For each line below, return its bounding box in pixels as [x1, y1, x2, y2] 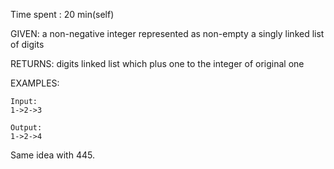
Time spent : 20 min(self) [10, 9, 115, 20]
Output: [10, 123, 43, 133]
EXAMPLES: [10, 77, 60, 89]
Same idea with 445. [10, 149, 95, 161]
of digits [10, 39, 45, 50]
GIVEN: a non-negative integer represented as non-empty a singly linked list [10, 28, 325, 39]
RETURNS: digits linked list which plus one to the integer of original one [10, 58, 305, 69]
